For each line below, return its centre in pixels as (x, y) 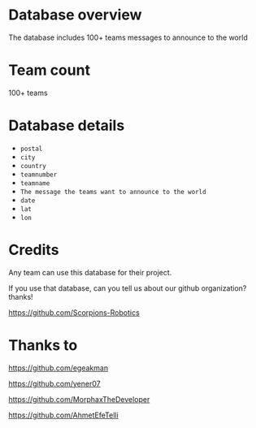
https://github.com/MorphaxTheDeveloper (79, 399)
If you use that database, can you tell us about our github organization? (128, 288)
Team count (50, 70)
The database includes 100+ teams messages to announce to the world (128, 37)
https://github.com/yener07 (54, 383)
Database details (67, 125)
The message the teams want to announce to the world (113, 192)
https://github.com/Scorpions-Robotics (74, 312)
